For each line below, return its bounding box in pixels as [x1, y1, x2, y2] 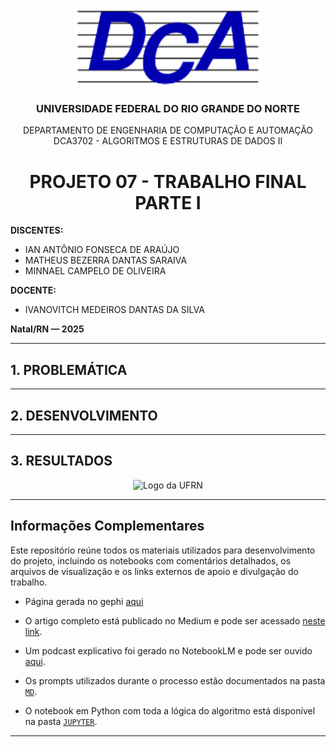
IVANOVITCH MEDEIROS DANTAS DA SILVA [24, 304, 205, 316]
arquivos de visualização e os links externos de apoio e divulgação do [10, 565, 299, 577]
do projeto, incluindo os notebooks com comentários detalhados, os [10, 554, 292, 567]
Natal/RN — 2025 [10, 323, 85, 335]
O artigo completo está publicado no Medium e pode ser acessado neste [24, 614, 326, 627]
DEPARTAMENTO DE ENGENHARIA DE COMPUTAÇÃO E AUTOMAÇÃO [22, 124, 314, 137]
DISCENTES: [10, 224, 64, 237]
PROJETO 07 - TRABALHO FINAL [29, 170, 307, 193]
